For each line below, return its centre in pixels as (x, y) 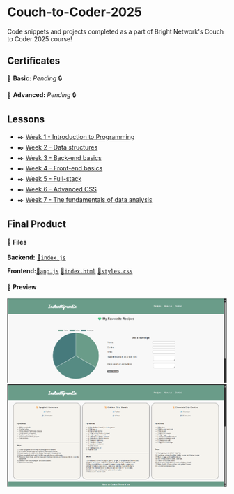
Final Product (37, 224)
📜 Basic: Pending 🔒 (35, 78)
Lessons (26, 119)
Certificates (34, 61)
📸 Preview (22, 286)
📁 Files (17, 242)
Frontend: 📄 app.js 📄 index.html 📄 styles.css (70, 271)
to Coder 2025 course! (40, 38)
